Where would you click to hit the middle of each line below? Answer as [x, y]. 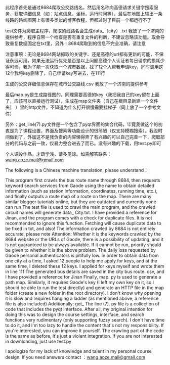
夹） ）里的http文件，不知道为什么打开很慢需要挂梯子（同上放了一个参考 [81, 107]
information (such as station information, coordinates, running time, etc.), [81, 191]
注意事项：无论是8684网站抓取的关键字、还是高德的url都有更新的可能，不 [82, 54]
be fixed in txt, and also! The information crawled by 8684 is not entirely [80, 229]
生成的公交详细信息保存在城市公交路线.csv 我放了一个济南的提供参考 [77, 84]
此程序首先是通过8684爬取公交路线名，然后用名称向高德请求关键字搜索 [80, 7]
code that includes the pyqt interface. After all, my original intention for [79, 309]
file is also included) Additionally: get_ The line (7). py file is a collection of [82, 304]
